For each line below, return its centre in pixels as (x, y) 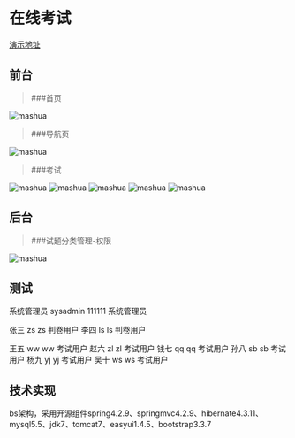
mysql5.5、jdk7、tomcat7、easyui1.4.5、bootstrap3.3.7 (110, 425)
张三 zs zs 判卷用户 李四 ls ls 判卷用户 (78, 330)
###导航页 (50, 134)
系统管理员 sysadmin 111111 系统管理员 (78, 311)
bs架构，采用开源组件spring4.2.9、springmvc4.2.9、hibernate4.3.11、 (136, 413)
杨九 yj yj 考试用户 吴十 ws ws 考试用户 (97, 360)
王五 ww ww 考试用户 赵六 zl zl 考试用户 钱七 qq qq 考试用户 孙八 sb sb (139, 349)
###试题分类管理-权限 (71, 241)
